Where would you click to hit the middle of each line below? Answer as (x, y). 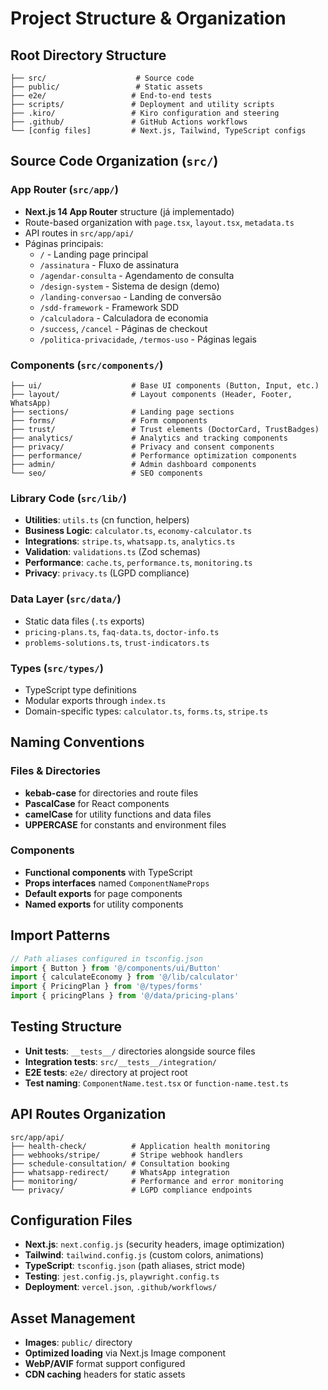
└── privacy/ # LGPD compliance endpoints (131, 1190)
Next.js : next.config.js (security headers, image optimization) (154, 1244)
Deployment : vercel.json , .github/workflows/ (121, 1287)
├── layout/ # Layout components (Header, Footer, (151, 394)
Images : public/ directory (78, 1343)
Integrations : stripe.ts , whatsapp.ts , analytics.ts (130, 541)
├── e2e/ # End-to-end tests (111, 96)
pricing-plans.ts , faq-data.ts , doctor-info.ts (122, 631)
